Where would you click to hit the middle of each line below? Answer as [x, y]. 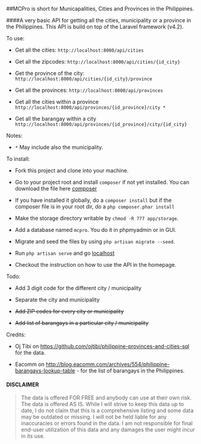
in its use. [33, 436]
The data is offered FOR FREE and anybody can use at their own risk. [106, 398]
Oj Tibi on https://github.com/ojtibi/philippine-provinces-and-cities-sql [102, 346]
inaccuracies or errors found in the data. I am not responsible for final [107, 424]
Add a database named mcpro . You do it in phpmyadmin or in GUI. [96, 230]
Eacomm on [30, 364]
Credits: [16, 335]
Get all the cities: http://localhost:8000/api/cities [79, 50]
